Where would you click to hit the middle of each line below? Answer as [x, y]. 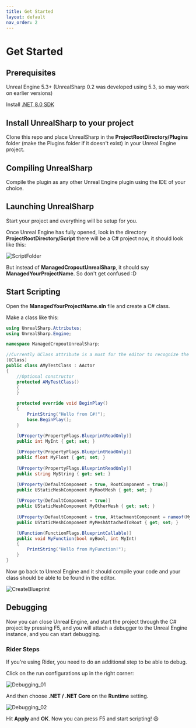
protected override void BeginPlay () [62, 404]
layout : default [26, 17]
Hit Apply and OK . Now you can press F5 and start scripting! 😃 [83, 719]
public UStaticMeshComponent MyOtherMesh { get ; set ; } [86, 506]
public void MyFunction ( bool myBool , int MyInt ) [77, 539]
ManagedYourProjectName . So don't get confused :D [71, 274]
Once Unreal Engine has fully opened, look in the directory [76, 232]
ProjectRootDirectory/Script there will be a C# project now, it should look [95, 238]
